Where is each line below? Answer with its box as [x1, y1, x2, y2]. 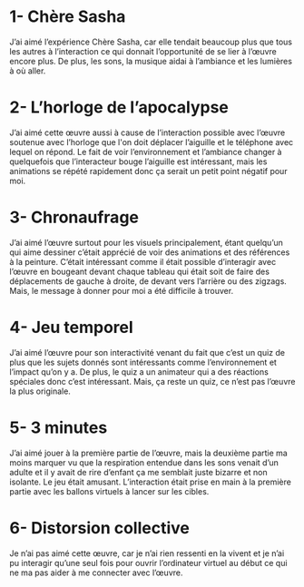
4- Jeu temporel [9, 318, 133, 338]
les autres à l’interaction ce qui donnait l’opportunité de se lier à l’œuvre [9, 45, 277, 56]
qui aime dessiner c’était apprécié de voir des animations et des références [9, 247, 290, 258]
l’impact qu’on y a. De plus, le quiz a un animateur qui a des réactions [9, 366, 270, 377]
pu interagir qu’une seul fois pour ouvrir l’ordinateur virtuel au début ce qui [9, 557, 288, 568]
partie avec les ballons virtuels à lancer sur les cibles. [9, 485, 210, 496]
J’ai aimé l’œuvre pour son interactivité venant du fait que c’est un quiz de [9, 347, 286, 357]
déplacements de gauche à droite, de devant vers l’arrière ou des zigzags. [9, 275, 288, 287]
